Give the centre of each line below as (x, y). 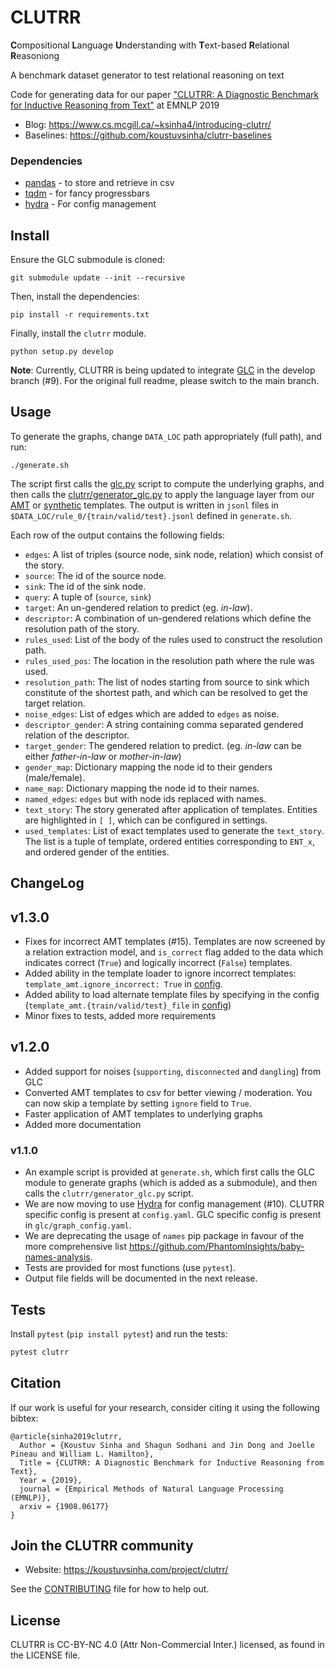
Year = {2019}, (51, 1480)
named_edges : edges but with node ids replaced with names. (145, 798)
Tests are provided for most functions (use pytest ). (130, 1268)
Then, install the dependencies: (75, 297)
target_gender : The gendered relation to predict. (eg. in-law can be (163, 745)
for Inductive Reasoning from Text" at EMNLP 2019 (115, 105)
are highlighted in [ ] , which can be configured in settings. (146, 820)
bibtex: (24, 1418)
